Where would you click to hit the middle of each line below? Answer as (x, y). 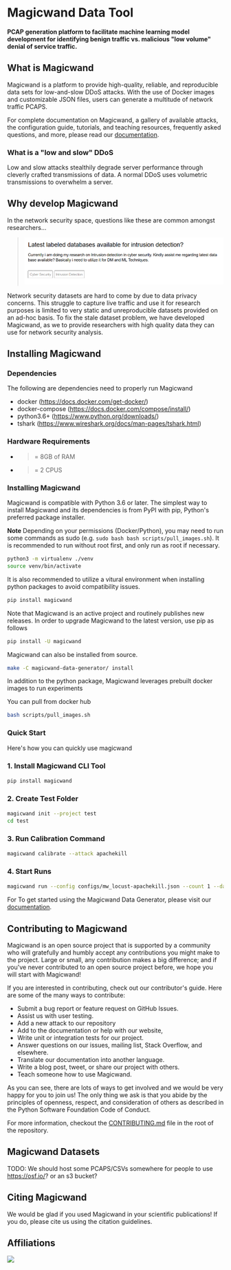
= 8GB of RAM (55, 457)
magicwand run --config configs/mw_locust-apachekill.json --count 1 (109, 886)
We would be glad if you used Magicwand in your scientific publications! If (112, 1214)
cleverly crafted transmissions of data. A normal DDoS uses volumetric (107, 175)
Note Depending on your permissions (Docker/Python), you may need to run (115, 531)
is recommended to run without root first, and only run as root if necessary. (113, 545)
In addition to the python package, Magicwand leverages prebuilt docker (110, 681)
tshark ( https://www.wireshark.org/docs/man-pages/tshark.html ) (109, 424)
